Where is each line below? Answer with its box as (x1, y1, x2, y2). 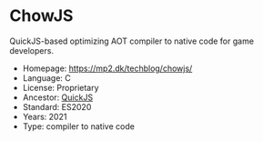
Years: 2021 (22, 111, 67, 122)
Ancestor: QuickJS (22, 92, 94, 103)
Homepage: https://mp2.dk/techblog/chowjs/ (22, 63, 193, 74)
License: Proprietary (22, 82, 99, 93)
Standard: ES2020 (22, 101, 92, 112)
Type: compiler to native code (22, 120, 135, 132)
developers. (9, 45, 55, 55)
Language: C (22, 72, 71, 83)
